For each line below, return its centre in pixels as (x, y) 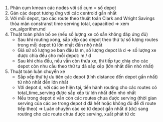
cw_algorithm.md (28, 29)
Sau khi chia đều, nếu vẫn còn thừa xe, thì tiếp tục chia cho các (83, 61)
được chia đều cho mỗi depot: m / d (54, 55)
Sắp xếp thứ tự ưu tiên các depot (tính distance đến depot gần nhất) (88, 77)
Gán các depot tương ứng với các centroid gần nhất (63, 13)
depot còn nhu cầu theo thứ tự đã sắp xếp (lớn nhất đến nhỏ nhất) (86, 66)
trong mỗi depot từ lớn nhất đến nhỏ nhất (60, 45)
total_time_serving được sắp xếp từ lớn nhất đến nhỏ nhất (77, 93)
